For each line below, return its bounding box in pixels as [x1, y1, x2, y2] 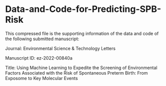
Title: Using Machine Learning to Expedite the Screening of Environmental [5, 65, 157, 71]
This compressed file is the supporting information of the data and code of [5, 30, 159, 36]
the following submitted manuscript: [5, 36, 79, 42]
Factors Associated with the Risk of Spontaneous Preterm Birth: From [5, 70, 148, 76]
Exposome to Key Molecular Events [5, 75, 78, 81]
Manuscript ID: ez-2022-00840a [5, 55, 72, 61]
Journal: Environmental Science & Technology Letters [5, 45, 116, 51]
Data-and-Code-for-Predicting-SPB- [5, 3, 161, 15]
